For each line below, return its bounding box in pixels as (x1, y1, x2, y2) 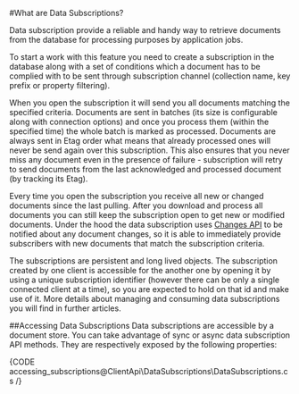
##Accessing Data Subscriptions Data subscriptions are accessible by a (9, 321, 275, 331)
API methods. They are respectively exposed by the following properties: (9, 340, 278, 349)
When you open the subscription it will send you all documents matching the (9, 97, 290, 108)
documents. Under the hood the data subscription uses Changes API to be (9, 219, 284, 230)
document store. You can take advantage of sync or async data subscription (9, 330, 291, 340)
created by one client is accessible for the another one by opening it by (9, 265, 271, 275)
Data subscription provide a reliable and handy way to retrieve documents (9, 25, 281, 35)
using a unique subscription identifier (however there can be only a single (9, 274, 279, 285)
